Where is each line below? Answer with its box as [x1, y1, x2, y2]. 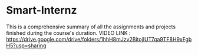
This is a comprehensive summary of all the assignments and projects [6, 23, 176, 30]
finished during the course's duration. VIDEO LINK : [6, 29, 131, 36]
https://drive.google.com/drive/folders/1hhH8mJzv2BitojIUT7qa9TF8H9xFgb [6, 35, 192, 43]
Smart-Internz [6, 4, 78, 17]
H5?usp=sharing [6, 42, 47, 49]
